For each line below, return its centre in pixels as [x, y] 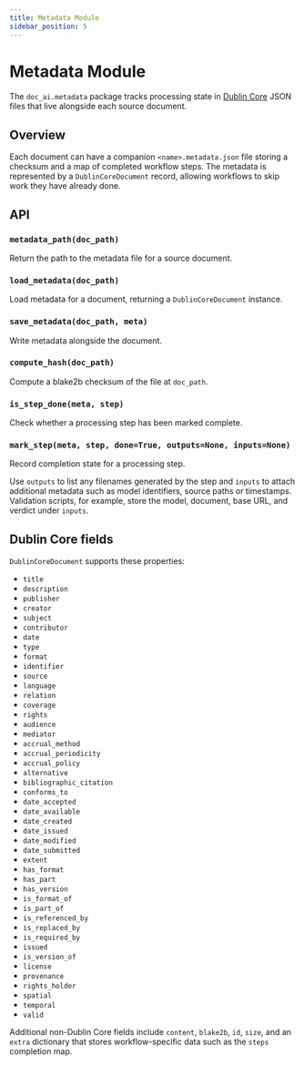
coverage [39, 706]
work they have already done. [65, 186]
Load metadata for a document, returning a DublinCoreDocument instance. [146, 299]
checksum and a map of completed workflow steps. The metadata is [138, 167]
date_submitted [51, 851]
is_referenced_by [56, 918]
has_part [39, 880]
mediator [39, 734]
